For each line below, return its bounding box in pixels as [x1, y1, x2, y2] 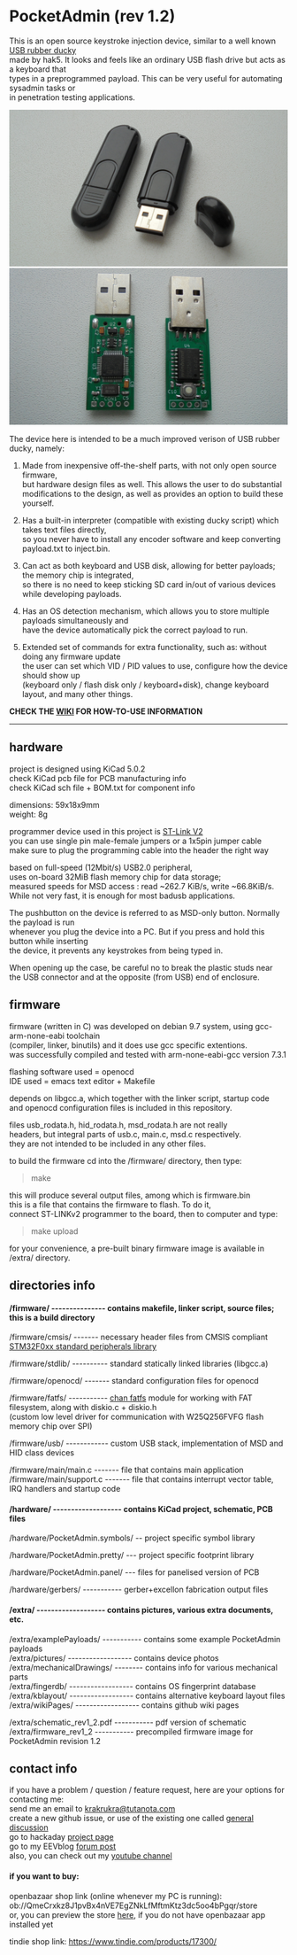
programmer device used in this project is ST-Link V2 [9, 826, 203, 836]
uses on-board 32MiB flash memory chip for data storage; [9, 871, 222, 882]
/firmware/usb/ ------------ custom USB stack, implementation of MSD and [9, 1438, 284, 1449]
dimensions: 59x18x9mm [9, 799, 100, 810]
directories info [9, 1277, 95, 1292]
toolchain [65, 1030, 101, 1041]
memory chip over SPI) [9, 1421, 93, 1431]
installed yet [9, 1919, 54, 1929]
